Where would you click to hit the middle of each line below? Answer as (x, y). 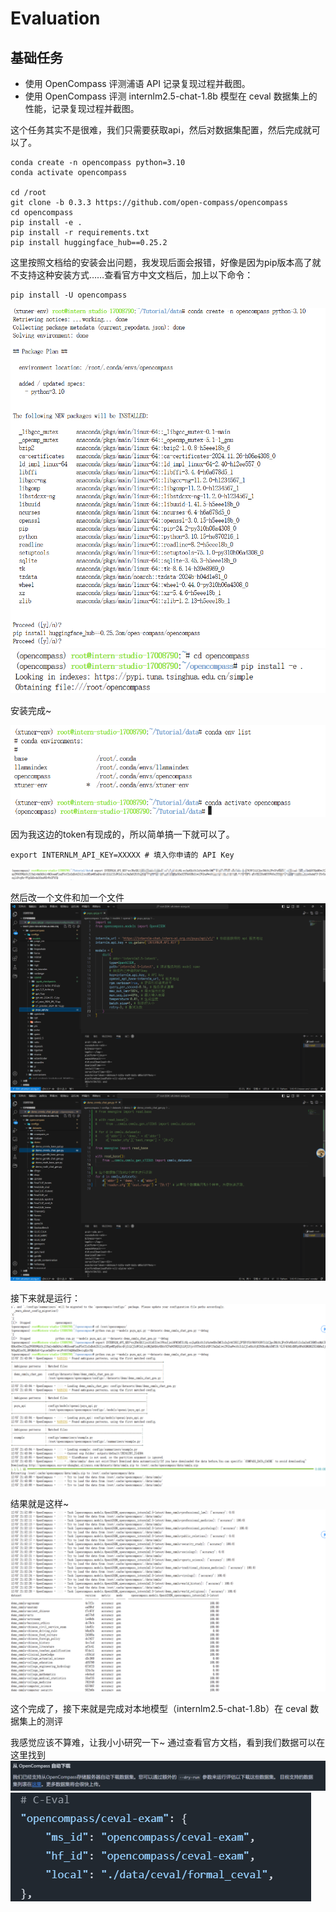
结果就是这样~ (40, 1503)
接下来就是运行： (45, 1298)
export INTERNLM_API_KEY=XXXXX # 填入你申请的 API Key (122, 855)
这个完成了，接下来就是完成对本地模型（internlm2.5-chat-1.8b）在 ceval (159, 1708)
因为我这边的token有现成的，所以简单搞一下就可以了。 (122, 834)
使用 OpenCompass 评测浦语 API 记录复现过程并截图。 (137, 83)
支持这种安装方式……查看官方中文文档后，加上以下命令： (136, 275)
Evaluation (55, 18)
